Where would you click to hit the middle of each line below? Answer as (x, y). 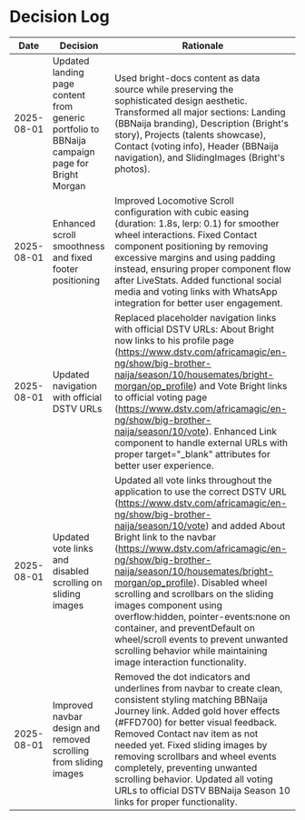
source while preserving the (174, 89)
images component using (168, 605)
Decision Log (60, 17)
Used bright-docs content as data (187, 77)
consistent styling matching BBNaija (191, 699)
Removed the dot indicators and (183, 676)
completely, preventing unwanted (186, 767)
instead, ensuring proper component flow (203, 268)
